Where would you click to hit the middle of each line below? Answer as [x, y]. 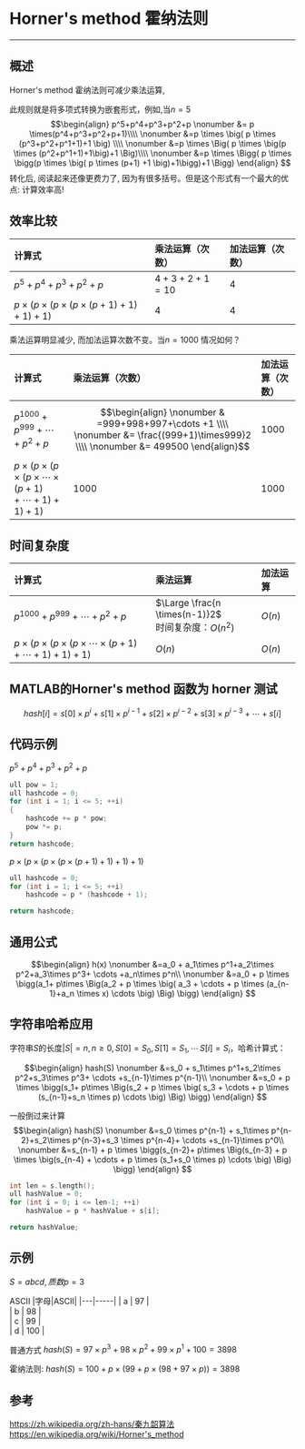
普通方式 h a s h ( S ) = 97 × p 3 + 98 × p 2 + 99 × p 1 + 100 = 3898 [123, 1349]
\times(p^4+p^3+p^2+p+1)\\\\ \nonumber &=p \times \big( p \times [152, 134]
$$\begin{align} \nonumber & [162, 412]
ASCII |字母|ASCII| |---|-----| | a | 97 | [79, 1301]
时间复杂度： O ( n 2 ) [195, 627]
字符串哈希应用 [51, 1024]
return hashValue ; [44, 1228]
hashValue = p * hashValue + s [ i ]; [93, 1211]
